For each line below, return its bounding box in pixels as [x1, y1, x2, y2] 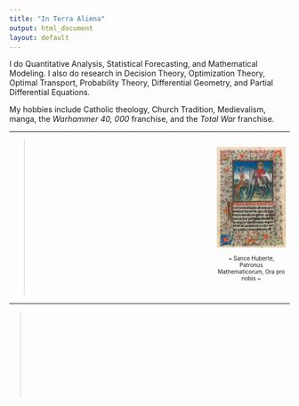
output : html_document [9, 23, 93, 33]
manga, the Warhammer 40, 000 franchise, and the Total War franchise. [9, 114, 275, 125]
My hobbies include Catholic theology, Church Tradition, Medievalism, [9, 104, 267, 115]
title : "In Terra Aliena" [9, 14, 105, 23]
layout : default [9, 33, 69, 42]
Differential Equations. [9, 87, 91, 98]
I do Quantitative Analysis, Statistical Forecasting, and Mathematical [9, 59, 258, 69]
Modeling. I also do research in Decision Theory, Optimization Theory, [9, 68, 265, 79]
